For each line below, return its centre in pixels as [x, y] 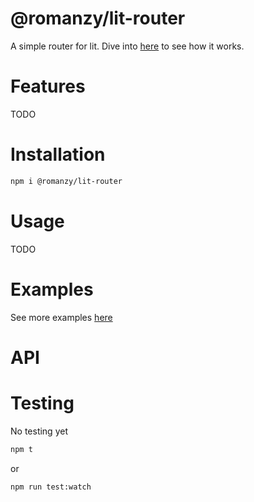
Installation [58, 154]
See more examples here [61, 317]
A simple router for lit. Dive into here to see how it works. [127, 46]
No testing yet [39, 431]
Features [48, 86]
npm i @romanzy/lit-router [66, 181]
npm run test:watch [51, 487]
